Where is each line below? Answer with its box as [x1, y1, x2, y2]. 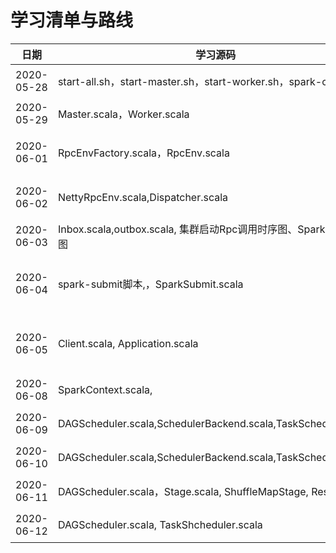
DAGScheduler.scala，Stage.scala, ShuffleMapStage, [57, 484, 309, 498]
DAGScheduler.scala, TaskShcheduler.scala [57, 517, 263, 531]
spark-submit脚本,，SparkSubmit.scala [57, 277, 244, 291]
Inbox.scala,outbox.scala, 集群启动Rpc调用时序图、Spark [57, 222, 326, 236]
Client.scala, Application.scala [57, 336, 199, 350]
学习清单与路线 [10, 9, 134, 32]
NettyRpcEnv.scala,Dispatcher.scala [57, 190, 229, 204]
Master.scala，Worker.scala [57, 107, 190, 121]
